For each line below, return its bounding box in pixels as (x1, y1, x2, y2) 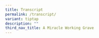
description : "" (5, 21, 39, 26)
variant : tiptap (5, 16, 39, 21)
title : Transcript (5, 7, 43, 12)
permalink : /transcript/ (5, 12, 56, 17)
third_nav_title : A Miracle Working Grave (5, 26, 94, 31)
